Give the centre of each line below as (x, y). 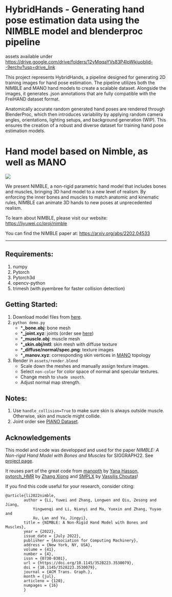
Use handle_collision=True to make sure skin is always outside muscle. (89, 411)
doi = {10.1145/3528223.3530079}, (60, 568)
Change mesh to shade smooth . (53, 377)
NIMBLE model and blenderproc (74, 31)
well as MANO (36, 162)
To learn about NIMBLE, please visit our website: (56, 218)
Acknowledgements (38, 438)
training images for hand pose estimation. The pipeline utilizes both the (80, 83)
